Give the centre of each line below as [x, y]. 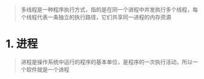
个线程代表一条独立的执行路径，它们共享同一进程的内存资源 [96, 17]
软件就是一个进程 [48, 69]
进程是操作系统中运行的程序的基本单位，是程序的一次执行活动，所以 [107, 62]
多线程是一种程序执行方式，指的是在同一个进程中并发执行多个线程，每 [109, 9]
